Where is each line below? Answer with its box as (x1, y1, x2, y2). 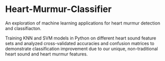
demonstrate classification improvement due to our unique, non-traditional (5, 45, 158, 51)
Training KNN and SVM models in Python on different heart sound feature (5, 35, 157, 41)
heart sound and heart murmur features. (5, 51, 88, 57)
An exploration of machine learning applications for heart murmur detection (5, 20, 161, 26)
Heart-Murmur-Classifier (5, 3, 112, 15)
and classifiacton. (5, 25, 41, 31)
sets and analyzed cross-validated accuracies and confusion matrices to (5, 40, 155, 46)
